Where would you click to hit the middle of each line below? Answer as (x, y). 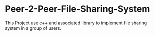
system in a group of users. (33, 28)
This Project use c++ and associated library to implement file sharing (76, 23)
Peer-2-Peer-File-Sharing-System (78, 9)
